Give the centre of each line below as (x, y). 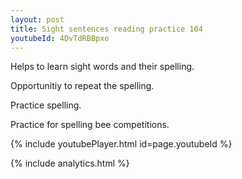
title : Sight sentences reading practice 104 (106, 29)
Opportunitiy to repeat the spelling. (82, 86)
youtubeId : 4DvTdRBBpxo (60, 38)
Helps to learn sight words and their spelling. (102, 67)
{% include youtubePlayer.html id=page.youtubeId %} (121, 144)
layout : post (37, 19)
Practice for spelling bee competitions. (90, 125)
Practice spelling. (46, 105)
